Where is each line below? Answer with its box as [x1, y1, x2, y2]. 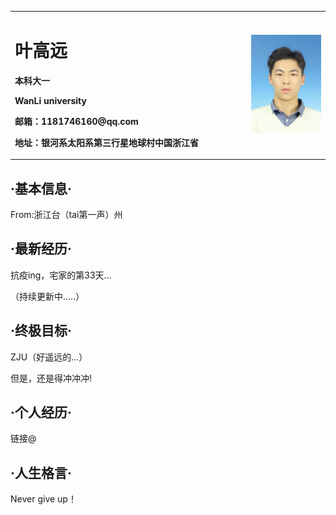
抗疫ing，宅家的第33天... [10, 269, 112, 281]
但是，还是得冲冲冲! [10, 372, 93, 384]
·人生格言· [10, 464, 73, 481]
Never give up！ [10, 493, 77, 505]
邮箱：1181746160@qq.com [14, 115, 139, 127]
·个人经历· [10, 404, 73, 421]
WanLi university [14, 94, 87, 106]
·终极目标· [10, 322, 73, 340]
